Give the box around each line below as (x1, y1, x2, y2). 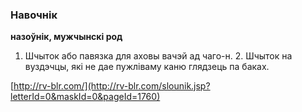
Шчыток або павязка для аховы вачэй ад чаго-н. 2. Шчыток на (24, 50, 293, 62)
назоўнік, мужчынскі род (10, 31, 123, 43)
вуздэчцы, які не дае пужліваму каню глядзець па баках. (24, 61, 270, 73)
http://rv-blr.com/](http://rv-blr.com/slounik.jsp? (13, 80, 211, 92)
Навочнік (10, 8, 58, 22)
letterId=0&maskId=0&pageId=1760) (10, 91, 161, 103)
